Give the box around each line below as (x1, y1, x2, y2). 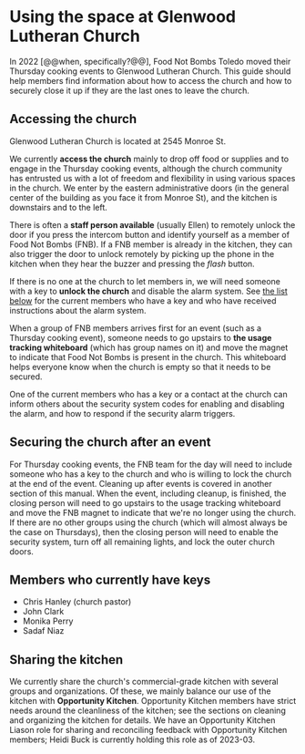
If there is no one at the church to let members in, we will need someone (9, 275, 280, 286)
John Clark (22, 606, 65, 617)
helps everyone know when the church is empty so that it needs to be (9, 361, 271, 372)
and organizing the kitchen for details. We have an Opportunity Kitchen (9, 715, 276, 726)
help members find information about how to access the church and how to (9, 75, 292, 86)
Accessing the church (9, 111, 137, 127)
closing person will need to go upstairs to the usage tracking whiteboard (9, 497, 281, 508)
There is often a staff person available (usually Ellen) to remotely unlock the (9, 219, 296, 230)
